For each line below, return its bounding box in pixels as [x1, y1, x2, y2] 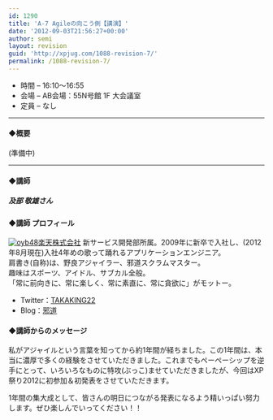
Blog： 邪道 [19, 305, 58, 315]
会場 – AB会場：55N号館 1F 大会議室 [19, 90, 141, 100]
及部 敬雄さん [8, 196, 54, 206]
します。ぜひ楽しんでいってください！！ [8, 403, 142, 413]
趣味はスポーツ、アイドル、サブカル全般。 [8, 268, 150, 278]
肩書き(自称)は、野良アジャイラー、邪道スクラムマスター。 [8, 258, 206, 268]
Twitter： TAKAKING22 [19, 296, 96, 305]
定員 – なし [19, 101, 57, 110]
